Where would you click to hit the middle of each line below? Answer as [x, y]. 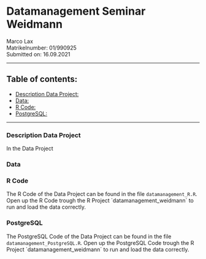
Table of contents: [42, 79]
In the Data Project [30, 149]
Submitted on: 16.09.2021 [38, 54]
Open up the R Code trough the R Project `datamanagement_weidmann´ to [100, 201]
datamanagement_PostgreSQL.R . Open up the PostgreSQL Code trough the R [100, 242]
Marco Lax [20, 41]
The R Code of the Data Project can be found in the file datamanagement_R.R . [102, 194]
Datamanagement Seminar [76, 11]
